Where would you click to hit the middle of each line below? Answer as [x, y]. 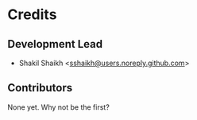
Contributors [40, 88]
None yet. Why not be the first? [59, 107]
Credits [32, 15]
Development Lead [55, 44]
